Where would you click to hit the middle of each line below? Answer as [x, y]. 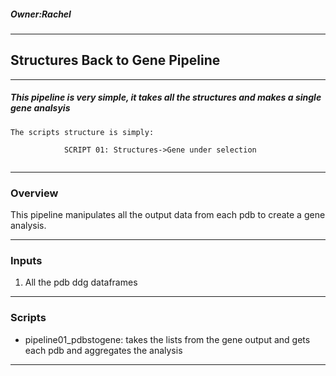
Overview [34, 193]
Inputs [26, 260]
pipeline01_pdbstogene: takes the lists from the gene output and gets [167, 339]
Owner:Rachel [41, 14]
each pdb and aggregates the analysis [103, 350]
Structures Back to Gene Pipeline [115, 60]
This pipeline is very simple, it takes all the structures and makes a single [166, 97]
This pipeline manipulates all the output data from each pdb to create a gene [168, 215]
